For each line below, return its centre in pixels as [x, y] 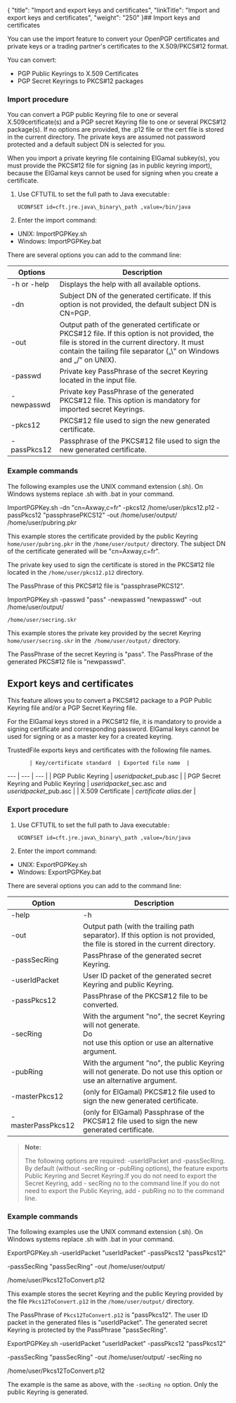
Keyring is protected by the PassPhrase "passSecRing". [87, 1330]
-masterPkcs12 [37, 1096]
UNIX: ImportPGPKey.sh [52, 234]
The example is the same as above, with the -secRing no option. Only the [113, 1384]
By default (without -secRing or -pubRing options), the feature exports [126, 1168]
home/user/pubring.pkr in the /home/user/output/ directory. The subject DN [117, 543]
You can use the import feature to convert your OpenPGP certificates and [113, 39]
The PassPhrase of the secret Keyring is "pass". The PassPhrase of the [110, 654]
